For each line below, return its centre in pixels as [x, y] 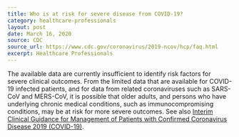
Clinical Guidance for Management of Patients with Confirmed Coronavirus [117, 119]
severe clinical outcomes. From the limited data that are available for [108, 81]
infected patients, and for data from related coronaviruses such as [113, 89]
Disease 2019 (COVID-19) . [46, 126]
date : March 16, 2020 [40, 34]
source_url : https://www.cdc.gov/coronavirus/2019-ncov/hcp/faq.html [113, 47]
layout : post [27, 27]
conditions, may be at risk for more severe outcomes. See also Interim [110, 111]
